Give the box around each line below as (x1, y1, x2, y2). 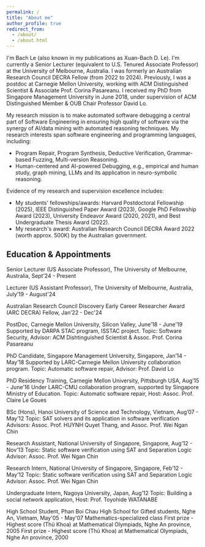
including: (6, 138, 32, 144)
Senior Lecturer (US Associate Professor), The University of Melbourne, (6, 266, 188, 273)
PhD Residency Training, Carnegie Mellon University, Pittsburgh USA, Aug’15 (6, 377, 199, 384)
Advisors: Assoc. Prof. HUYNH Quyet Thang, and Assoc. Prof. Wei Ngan (6, 421, 188, 428)
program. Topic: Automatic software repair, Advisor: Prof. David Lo (6, 365, 174, 372)
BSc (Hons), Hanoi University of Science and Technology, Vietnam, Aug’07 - (6, 408, 199, 415)
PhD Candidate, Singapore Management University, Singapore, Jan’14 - (6, 352, 187, 359)
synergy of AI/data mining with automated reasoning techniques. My (6, 125, 179, 132)
